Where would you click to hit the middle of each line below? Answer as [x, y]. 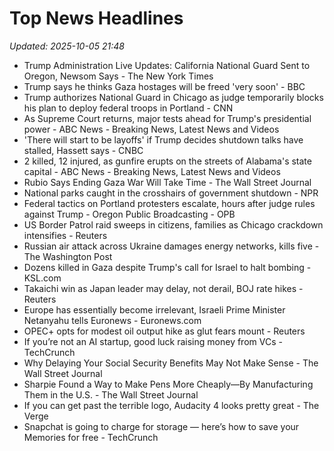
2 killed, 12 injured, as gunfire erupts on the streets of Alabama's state [167, 161]
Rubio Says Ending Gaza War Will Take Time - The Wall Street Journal [167, 182]
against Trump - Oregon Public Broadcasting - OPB [129, 214]
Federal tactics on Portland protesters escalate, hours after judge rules [169, 203]
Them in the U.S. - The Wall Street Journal [111, 394]
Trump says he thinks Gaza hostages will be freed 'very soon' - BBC [164, 86]
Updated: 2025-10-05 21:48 [67, 46]
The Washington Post [68, 256]
